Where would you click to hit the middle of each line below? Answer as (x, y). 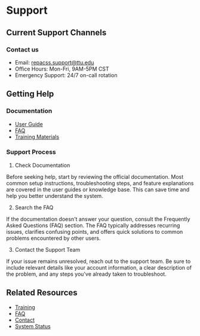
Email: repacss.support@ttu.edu (54, 62)
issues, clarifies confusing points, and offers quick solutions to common (95, 231)
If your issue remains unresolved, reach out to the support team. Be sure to (99, 261)
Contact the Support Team (47, 249)
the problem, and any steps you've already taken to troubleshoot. (87, 274)
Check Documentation (42, 165)
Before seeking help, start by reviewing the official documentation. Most (95, 176)
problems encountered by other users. (53, 238)
